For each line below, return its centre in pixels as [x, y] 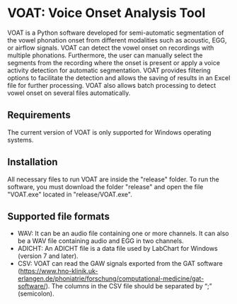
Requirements [39, 115]
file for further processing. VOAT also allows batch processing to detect [112, 85]
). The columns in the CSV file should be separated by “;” [129, 286]
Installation [33, 162]
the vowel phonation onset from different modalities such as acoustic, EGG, [117, 40]
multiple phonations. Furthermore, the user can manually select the [105, 55]
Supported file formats [58, 216]
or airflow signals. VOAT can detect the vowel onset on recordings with [111, 47]
